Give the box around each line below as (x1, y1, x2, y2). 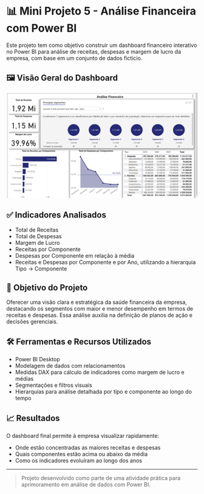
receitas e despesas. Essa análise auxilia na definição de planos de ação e (6, 311, 193, 319)
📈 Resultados (6, 413, 60, 423)
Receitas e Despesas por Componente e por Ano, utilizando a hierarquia (15, 258, 196, 266)
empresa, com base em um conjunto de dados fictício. (6, 54, 143, 62)
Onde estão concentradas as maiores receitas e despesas (15, 444, 161, 451)
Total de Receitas (15, 226, 59, 233)
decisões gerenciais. (6, 318, 58, 325)
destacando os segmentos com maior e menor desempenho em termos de (6, 305, 193, 312)
